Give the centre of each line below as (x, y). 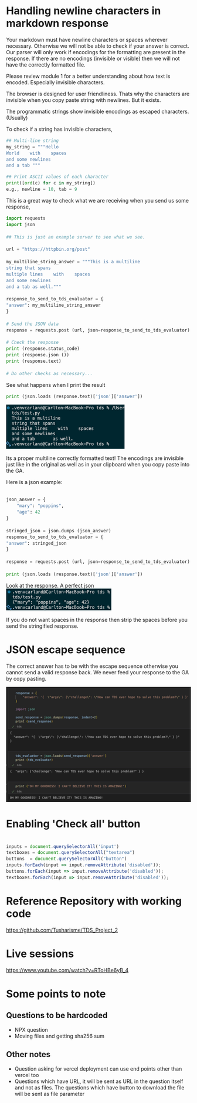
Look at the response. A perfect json (50, 585)
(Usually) (17, 117)
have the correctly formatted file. (46, 64)
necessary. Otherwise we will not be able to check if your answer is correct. (98, 46)
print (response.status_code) (43, 349)
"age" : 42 (29, 512)
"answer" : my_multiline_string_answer (53, 305)
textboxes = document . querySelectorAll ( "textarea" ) (70, 853)
